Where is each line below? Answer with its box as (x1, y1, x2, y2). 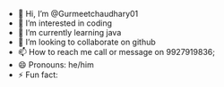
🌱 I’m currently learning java (17, 28, 122, 37)
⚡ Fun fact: (17, 69, 58, 80)
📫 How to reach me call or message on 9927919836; (17, 47, 215, 57)
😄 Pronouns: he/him (17, 59, 94, 70)
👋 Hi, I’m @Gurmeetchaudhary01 (17, 9, 139, 19)
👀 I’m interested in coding (17, 18, 113, 28)
